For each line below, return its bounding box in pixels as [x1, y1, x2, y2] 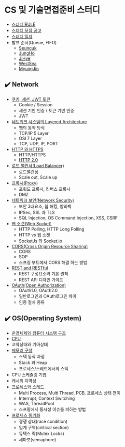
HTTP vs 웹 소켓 [18, 232, 50, 238]
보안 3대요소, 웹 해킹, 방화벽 [18, 203, 72, 209]
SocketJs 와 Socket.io [18, 238, 62, 244]
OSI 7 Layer [18, 135, 42, 141]
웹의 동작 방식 [18, 125, 45, 131]
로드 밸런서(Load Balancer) [11, 163, 65, 168]
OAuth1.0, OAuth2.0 [18, 287, 58, 293]
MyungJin [18, 66, 39, 71]
